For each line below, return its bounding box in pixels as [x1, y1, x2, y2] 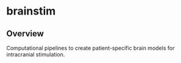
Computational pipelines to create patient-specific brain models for [6, 44, 175, 51]
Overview [6, 28, 44, 39]
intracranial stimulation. [6, 51, 65, 58]
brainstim [6, 4, 56, 18]
